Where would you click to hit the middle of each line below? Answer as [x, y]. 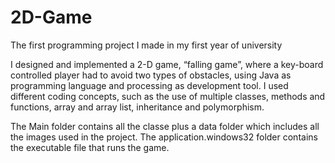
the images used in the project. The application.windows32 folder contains [164, 137]
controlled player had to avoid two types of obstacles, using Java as [151, 75]
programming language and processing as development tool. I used [149, 85]
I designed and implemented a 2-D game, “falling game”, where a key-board [167, 64]
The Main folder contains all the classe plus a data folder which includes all [165, 126]
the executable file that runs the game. [90, 147]
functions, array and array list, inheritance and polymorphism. [137, 107]
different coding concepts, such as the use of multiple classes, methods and [168, 96]
